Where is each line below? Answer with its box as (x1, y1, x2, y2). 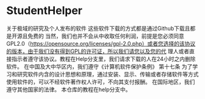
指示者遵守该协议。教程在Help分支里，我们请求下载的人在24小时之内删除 (11, 55, 196, 62)
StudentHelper (6, 4, 83, 18)
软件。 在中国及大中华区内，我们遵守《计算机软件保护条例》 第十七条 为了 (6, 62, 193, 70)
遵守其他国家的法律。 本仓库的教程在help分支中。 (6, 86, 131, 93)
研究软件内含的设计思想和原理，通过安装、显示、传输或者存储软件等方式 (16, 70, 199, 78)
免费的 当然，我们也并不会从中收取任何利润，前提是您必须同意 (27, 32, 184, 40)
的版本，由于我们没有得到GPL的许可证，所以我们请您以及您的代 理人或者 (6, 47, 190, 55)
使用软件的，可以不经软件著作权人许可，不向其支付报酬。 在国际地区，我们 (6, 78, 195, 86)
